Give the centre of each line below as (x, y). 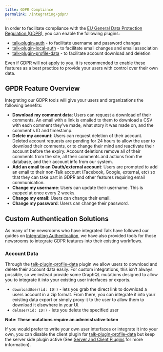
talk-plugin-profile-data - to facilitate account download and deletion (81, 53)
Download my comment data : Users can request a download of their (81, 115)
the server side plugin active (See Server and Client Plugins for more (74, 340)
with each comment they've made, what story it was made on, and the (83, 125)
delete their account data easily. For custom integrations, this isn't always (79, 269)
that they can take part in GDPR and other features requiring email (79, 177)
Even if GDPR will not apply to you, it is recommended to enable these (75, 63)
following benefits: (24, 105)
